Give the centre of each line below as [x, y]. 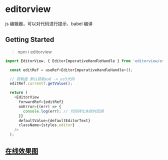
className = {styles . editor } [46, 125]
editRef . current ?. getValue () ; [41, 83]
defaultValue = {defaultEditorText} [54, 120]
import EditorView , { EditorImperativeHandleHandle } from [68, 61]
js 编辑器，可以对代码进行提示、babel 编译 [49, 23]
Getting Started [30, 40]
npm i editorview [35, 51]
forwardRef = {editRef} [41, 102]
